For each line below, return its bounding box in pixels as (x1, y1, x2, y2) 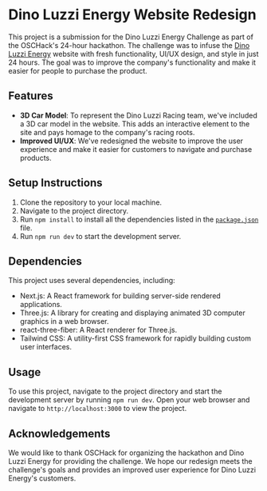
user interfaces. (19, 342, 72, 352)
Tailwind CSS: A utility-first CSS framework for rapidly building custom (19, 333, 252, 343)
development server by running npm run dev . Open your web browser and (8, 395, 250, 405)
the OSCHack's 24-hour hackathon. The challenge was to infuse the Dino (8, 40, 250, 50)
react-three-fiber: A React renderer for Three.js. (19, 325, 178, 335)
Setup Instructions (8, 176, 103, 190)
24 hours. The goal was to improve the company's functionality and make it (8, 58, 257, 67)
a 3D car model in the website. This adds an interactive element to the (19, 118, 250, 129)
